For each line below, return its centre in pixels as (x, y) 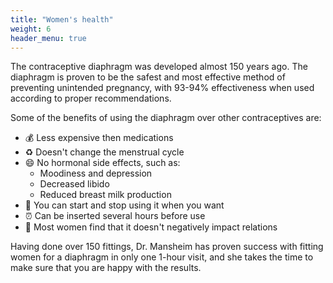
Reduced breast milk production (105, 195)
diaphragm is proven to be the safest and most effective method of (148, 77)
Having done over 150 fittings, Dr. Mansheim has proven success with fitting (167, 247)
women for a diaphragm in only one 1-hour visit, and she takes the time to (162, 257)
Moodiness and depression (96, 173)
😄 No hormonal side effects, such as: (102, 163)
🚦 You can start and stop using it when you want (124, 205)
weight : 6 (31, 29)
